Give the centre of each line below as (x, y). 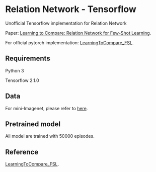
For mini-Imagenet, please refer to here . (47, 108)
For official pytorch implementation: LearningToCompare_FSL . (69, 42)
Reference (22, 152)
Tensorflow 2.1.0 (22, 80)
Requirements (28, 59)
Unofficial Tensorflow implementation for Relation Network (66, 23)
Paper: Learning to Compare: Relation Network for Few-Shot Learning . (78, 33)
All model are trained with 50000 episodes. (50, 136)
